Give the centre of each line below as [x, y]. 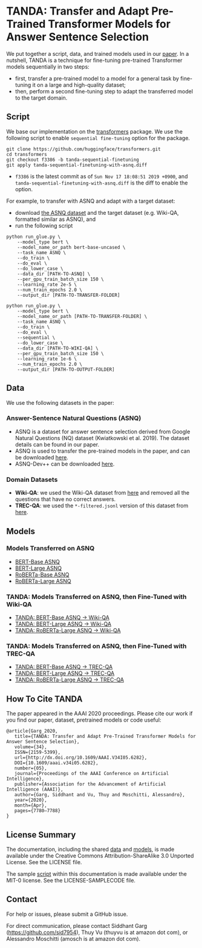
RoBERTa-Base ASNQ [42, 574]
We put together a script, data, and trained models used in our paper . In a [98, 53]
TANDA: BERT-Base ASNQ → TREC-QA [64, 667]
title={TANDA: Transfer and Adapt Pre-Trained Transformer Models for [105, 736]
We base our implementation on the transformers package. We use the [95, 131]
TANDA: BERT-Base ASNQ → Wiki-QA [62, 618]
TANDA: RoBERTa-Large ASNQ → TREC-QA [69, 680]
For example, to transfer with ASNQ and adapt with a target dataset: [91, 201]
